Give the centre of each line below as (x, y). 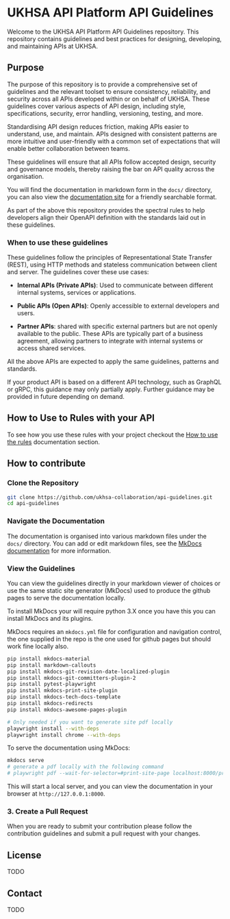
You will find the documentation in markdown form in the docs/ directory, (110, 189)
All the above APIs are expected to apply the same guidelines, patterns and (113, 362)
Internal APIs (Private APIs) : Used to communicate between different (115, 285)
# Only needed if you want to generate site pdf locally (90, 722)
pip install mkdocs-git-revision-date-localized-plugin (88, 672)
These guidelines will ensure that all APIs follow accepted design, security (112, 162)
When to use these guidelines (57, 243)
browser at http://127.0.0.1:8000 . (56, 794)
